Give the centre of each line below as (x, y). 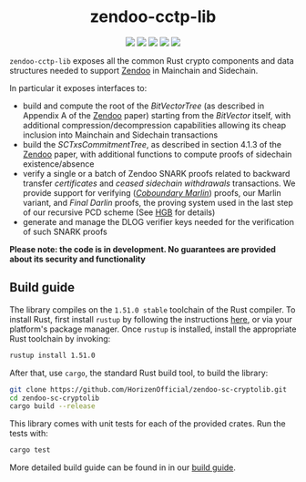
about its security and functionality (77, 259)
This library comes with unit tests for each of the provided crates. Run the (148, 424)
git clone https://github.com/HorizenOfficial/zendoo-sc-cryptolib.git (148, 389)
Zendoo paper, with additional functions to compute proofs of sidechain (157, 154)
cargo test (30, 450)
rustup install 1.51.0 (52, 355)
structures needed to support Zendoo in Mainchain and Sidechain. (134, 70)
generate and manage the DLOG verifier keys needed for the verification (158, 221)
